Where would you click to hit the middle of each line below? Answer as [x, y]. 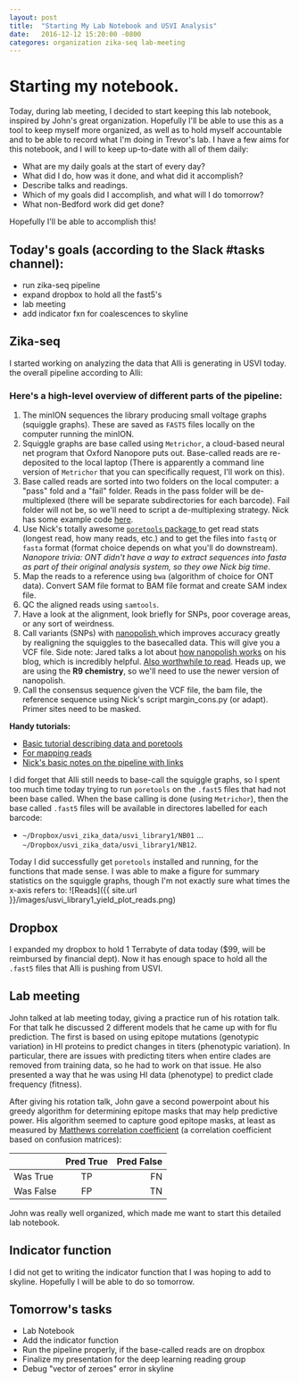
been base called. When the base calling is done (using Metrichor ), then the [149, 799]
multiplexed [43, 501]
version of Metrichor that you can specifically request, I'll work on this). [154, 472]
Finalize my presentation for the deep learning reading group [134, 1359]
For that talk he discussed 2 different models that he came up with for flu [143, 1027]
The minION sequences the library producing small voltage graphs [145, 415]
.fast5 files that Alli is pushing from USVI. [86, 968]
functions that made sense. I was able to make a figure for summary [134, 872]
